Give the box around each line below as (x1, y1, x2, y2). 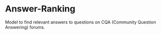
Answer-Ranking (5, 3, 76, 14)
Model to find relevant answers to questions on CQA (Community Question (5, 19, 156, 25)
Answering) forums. (5, 24, 45, 30)
